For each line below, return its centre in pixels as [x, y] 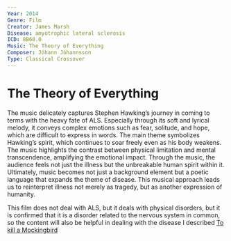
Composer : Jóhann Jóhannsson [49, 53]
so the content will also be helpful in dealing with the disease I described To [115, 222]
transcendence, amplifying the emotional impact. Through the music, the [111, 157]
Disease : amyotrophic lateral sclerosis [67, 33]
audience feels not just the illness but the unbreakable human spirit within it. [116, 164]
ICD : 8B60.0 [24, 40]
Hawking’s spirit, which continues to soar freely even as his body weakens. [114, 142]
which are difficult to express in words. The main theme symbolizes [103, 135]
